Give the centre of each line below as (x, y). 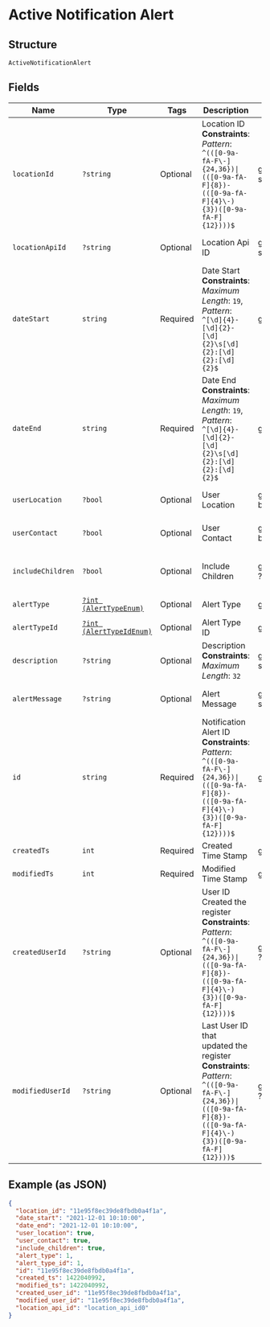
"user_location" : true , (55, 1233)
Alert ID (216, 732)
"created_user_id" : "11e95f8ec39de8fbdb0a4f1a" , (98, 1293)
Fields (24, 87)
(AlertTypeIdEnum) (117, 631)
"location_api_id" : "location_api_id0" (82, 1308)
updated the (225, 1046)
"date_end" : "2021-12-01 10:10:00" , (77, 1226)
